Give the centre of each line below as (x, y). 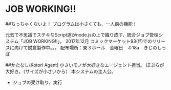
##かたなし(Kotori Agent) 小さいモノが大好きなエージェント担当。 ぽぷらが (85, 65)
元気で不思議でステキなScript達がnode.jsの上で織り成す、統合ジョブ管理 (82, 34)
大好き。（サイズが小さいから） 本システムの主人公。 (61, 71)
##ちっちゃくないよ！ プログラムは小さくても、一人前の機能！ (71, 24)
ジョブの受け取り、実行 (37, 82)
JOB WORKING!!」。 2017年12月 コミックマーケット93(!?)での (87, 41)
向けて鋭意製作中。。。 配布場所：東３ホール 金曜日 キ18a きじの (86, 47)
